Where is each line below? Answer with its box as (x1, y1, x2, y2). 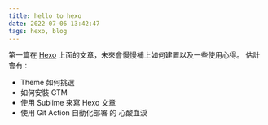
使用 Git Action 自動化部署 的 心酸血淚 (20, 108, 148, 118)
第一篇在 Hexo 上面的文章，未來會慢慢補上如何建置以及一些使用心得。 (8, 50, 244, 60)
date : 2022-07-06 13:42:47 (8, 19, 100, 28)
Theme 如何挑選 (20, 78, 75, 88)
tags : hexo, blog (8, 27, 68, 35)
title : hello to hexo (8, 11, 82, 20)
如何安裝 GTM (20, 88, 68, 97)
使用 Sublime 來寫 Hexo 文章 (20, 98, 116, 108)
